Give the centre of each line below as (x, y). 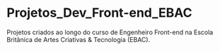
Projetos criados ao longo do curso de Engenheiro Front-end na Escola (110, 32)
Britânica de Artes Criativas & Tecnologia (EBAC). (79, 39)
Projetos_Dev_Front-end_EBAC (99, 13)
